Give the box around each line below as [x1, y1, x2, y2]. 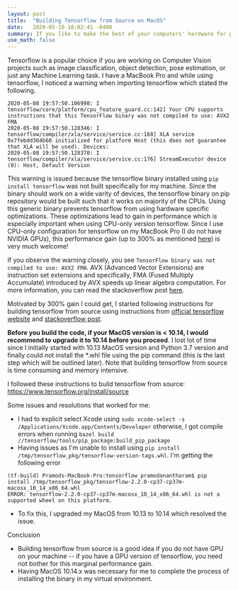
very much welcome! [7, 242, 69, 251]
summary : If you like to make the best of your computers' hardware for [7, 30, 227, 38]
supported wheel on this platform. [7, 497, 113, 504]
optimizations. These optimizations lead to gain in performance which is [7, 212, 217, 220]
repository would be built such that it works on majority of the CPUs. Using [7, 197, 226, 205]
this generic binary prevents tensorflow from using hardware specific [7, 205, 210, 213]
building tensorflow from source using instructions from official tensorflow [7, 307, 225, 316]
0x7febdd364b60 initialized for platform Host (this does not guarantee [7, 137, 227, 144]
